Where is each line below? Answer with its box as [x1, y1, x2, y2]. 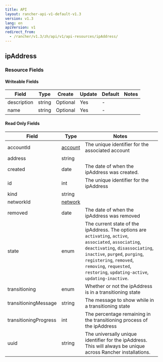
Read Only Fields [5, 120, 40, 126]
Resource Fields [5, 66, 44, 73]
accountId [7, 144, 31, 151]
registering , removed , [84, 256, 134, 263]
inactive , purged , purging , [84, 251, 144, 257]
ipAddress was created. [84, 169, 139, 175]
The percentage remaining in [84, 311, 151, 317]
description [7, 99, 33, 106]
